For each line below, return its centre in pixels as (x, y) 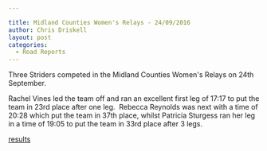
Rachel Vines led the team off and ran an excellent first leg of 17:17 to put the (134, 99)
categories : (28, 45)
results (20, 139)
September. (27, 83)
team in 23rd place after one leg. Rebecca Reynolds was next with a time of (133, 107)
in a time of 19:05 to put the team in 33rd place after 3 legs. (106, 124)
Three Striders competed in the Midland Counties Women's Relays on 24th (131, 75)
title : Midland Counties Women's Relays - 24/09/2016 (100, 22)
